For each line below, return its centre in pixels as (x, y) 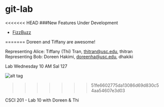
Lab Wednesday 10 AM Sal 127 (36, 66)
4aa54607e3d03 (108, 90)
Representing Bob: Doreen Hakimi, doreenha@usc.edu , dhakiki (69, 56)
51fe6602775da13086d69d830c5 (125, 85)
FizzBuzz (21, 32)
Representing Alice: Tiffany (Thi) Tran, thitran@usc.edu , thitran (69, 51)
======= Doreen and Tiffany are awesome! (50, 42)
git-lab (19, 9)
